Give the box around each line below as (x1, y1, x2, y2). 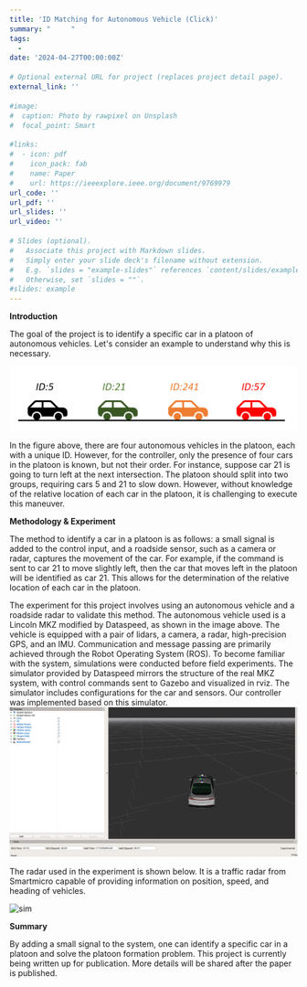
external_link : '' (9, 82, 79, 91)
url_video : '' (9, 218, 64, 227)
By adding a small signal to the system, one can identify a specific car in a (9, 938, 289, 950)
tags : (9, 34, 30, 43)
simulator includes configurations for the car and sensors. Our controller (9, 687, 281, 698)
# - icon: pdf (9, 150, 68, 159)
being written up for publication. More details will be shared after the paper (9, 958, 292, 969)
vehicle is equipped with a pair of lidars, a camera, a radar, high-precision (9, 629, 287, 640)
